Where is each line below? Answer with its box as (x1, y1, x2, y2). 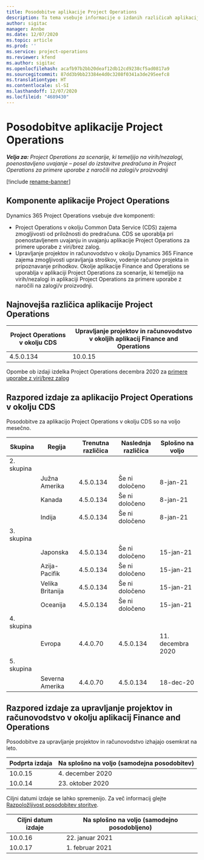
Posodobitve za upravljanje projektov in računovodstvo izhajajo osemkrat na (6, 738, 197, 745)
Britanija (40, 587, 64, 596)
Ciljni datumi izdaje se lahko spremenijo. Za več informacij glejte (6, 794, 167, 802)
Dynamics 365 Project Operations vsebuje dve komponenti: (6, 211, 155, 219)
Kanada (40, 496, 63, 504)
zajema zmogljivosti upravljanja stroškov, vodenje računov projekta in (15, 256, 189, 263)
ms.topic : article (6, 37, 53, 43)
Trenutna (82, 439, 109, 448)
